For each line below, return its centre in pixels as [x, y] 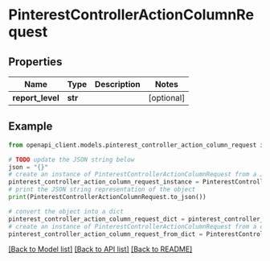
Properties [35, 62]
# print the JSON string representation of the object [102, 190]
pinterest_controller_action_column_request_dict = [96, 219]
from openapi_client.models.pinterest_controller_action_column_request [133, 145]
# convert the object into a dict [66, 211]
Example [31, 126]
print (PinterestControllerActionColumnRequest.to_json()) [107, 197]
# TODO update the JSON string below [72, 159]
